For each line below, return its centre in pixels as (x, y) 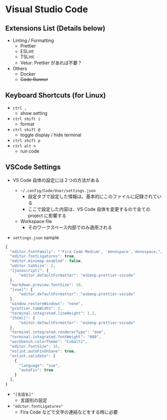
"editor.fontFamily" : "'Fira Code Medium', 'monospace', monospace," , (86, 252)
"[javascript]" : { (30, 270)
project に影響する (47, 215)
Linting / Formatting (33, 40)
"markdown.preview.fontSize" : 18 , (46, 285)
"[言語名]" (23, 394)
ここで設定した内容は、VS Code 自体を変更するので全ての (89, 209)
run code (30, 151)
